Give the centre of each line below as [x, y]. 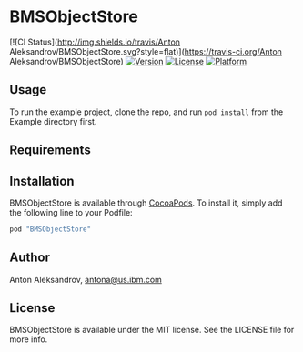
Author [30, 258]
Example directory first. [53, 121]
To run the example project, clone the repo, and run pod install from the [146, 112]
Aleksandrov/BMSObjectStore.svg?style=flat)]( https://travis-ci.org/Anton [146, 51]
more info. [29, 339]
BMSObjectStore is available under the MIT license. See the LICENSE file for [152, 330]
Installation [42, 181]
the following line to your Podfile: [71, 212]
